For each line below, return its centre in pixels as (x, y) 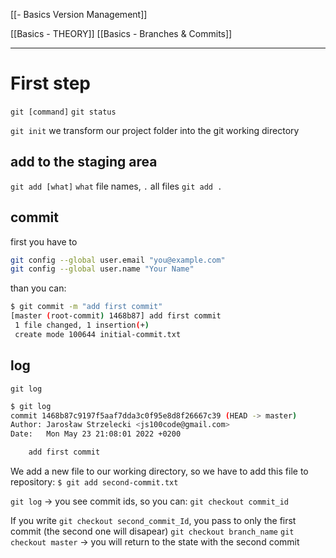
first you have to (44, 241)
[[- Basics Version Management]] (79, 14)
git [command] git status (63, 112)
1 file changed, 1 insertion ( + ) (82, 325)
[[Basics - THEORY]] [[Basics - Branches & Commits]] (121, 33)
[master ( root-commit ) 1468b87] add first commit (116, 316)
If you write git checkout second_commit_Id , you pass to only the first (153, 520)
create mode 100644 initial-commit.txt (98, 334)
